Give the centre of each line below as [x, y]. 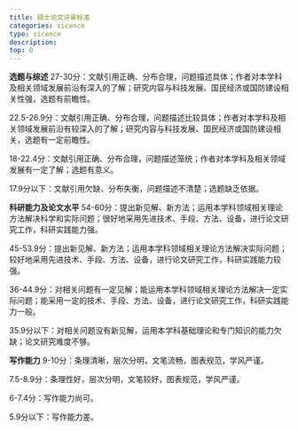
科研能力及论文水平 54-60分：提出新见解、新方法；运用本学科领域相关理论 [146, 207]
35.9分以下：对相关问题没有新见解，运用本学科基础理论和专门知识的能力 [142, 331]
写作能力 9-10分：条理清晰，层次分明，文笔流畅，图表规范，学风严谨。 [139, 361]
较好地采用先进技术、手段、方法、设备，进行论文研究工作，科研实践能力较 [145, 260]
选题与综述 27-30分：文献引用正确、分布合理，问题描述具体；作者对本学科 [146, 77]
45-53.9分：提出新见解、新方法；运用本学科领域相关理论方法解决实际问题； [149, 248]
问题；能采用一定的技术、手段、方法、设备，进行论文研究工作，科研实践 [149, 301]
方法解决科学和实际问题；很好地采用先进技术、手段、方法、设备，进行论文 [145, 219]
